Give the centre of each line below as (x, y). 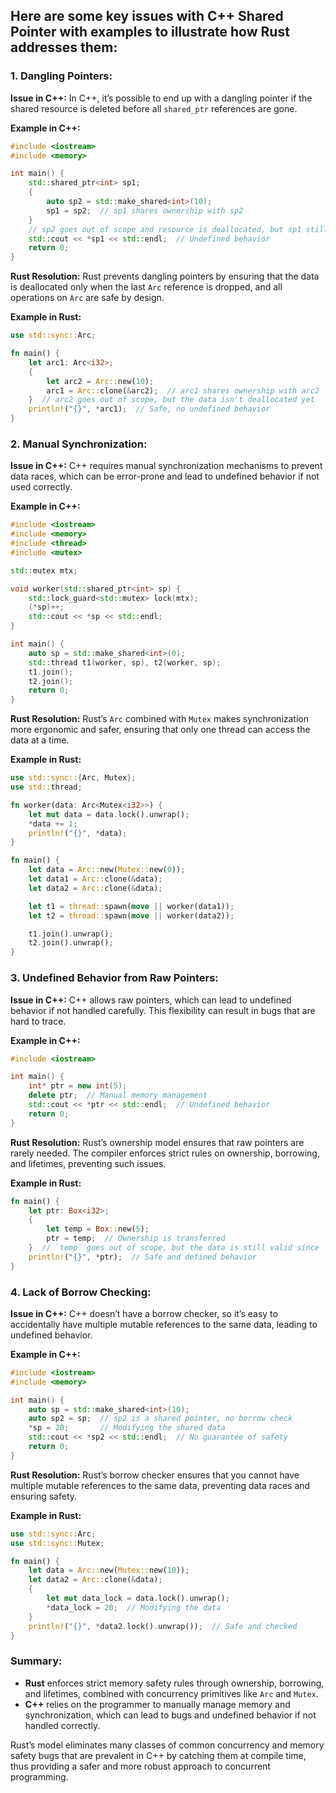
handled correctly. (62, 1725)
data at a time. (40, 740)
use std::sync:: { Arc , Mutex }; (73, 778)
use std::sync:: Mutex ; (57, 1543)
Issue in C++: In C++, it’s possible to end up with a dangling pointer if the (161, 98)
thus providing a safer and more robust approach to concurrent (140, 1766)
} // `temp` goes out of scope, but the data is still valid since (174, 1248)
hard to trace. (38, 1021)
